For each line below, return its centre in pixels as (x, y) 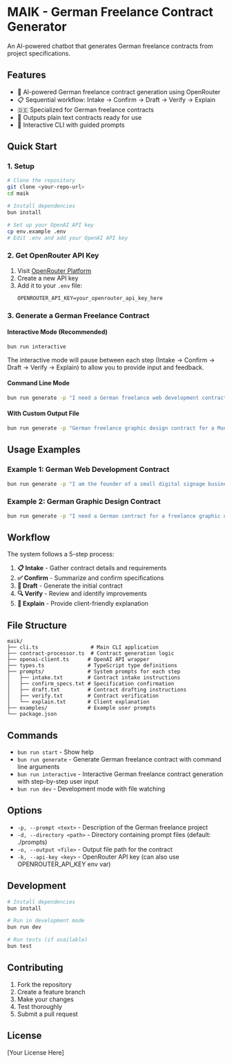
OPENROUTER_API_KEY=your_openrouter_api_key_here (90, 298)
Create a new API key (48, 278)
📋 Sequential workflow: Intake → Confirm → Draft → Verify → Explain (116, 99)
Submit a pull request (47, 1014)
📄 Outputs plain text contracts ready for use (79, 117)
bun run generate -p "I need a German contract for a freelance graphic (114, 516)
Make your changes (45, 999)
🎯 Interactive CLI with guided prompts (71, 125)
